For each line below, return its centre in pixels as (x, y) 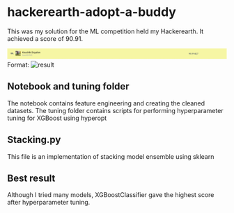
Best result (31, 179)
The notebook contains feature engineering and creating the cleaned (106, 103)
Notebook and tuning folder (69, 86)
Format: (18, 65)
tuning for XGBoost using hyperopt (57, 118)
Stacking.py (34, 140)
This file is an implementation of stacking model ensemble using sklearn (111, 156)
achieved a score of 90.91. (45, 38)
